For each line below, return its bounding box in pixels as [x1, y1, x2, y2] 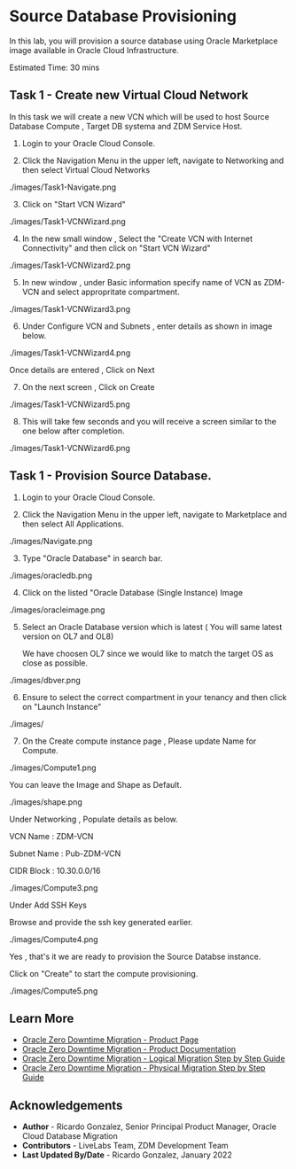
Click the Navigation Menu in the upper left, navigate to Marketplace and [21, 509, 288, 519]
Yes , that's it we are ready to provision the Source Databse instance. [9, 951, 261, 962]
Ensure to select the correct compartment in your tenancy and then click [21, 691, 287, 702]
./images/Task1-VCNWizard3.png [9, 303, 131, 314]
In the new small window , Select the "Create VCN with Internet [21, 233, 253, 244]
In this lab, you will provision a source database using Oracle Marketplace [9, 35, 278, 46]
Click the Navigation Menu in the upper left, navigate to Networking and [21, 155, 284, 166]
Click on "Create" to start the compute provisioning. [9, 968, 199, 978]
